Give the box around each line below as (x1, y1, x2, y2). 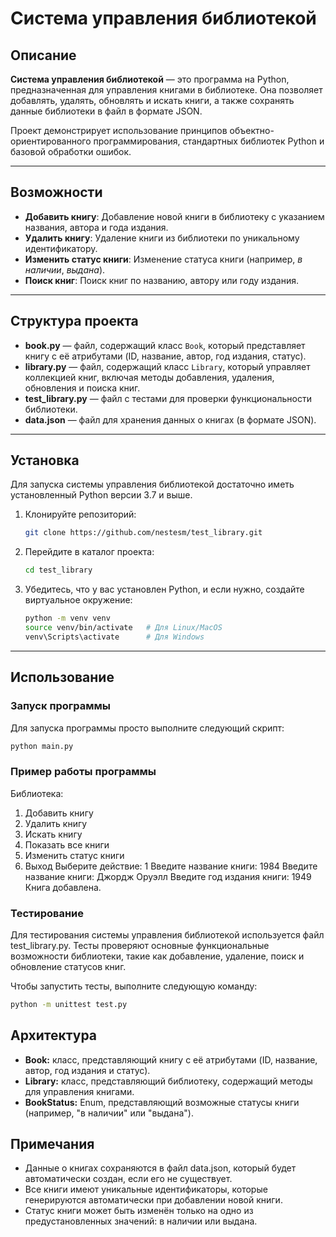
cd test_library (24, 565, 93, 576)
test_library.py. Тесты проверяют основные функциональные (10, 939, 270, 951)
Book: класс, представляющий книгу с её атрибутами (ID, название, (24, 1053, 318, 1066)
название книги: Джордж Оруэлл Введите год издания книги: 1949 (24, 870, 312, 882)
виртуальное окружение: (24, 594, 133, 606)
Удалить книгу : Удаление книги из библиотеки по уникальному (24, 232, 300, 244)
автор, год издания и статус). (24, 1064, 151, 1076)
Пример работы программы (10, 765, 157, 779)
